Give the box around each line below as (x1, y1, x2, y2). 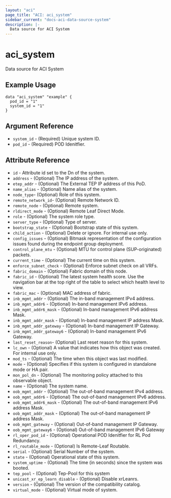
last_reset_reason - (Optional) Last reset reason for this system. (12, 339, 148, 345)
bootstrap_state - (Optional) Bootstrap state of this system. (12, 224, 139, 230)
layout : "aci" (5, 7, 36, 13)
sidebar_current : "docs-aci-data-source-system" (5, 17, 111, 22)
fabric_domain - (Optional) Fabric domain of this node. (12, 268, 127, 274)
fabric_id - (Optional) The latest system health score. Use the (12, 273, 144, 279)
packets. (12, 252, 31, 258)
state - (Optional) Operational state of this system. (12, 454, 120, 460)
